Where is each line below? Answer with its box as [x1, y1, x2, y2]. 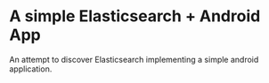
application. [9, 64, 53, 74]
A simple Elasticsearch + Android [9, 6, 261, 26]
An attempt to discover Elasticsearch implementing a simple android [9, 54, 259, 64]
